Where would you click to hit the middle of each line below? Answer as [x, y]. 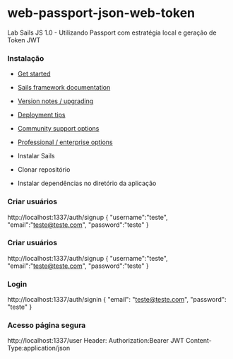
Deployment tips [41, 115]
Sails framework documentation [64, 88]
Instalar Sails [36, 156]
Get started [34, 74]
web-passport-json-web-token [101, 13]
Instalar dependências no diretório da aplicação [87, 183]
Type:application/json [39, 348]
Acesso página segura [47, 325]
